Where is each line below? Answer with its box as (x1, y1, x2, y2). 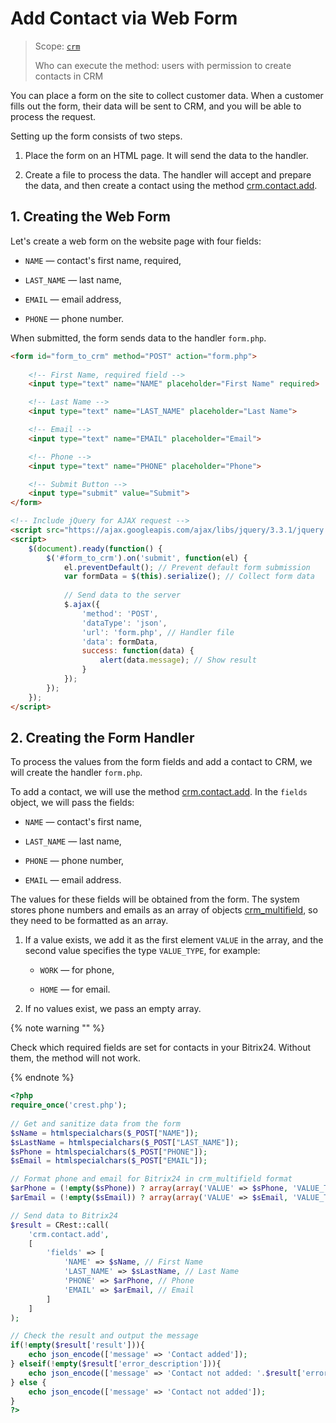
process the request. (10, 110, 97, 122)
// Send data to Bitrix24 (10, 1210, 118, 1221)
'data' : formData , (81, 637, 159, 647)
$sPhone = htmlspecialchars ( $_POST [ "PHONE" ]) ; (10, 1147, 208, 1157)
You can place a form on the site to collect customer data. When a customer (10, 89, 324, 101)
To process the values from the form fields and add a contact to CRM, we (10, 756, 313, 768)
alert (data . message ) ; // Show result (99, 655, 257, 666)
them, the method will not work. (10, 1052, 141, 1064)
